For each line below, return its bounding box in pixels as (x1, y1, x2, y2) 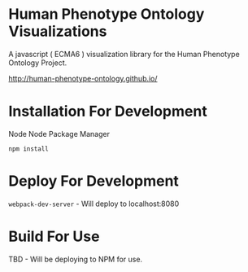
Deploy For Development (8, 172, 179, 191)
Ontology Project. (8, 58, 67, 68)
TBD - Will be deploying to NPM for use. (8, 254, 143, 264)
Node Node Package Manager (8, 129, 110, 138)
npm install (8, 144, 49, 153)
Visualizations (8, 22, 107, 41)
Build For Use (8, 227, 100, 245)
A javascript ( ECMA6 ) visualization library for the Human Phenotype (8, 49, 240, 59)
